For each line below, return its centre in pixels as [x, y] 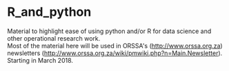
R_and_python [49, 12]
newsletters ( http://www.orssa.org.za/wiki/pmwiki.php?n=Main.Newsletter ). [115, 53]
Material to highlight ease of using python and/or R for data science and [109, 31]
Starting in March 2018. [40, 60]
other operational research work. [54, 38]
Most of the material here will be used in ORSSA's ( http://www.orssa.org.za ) [115, 45]
